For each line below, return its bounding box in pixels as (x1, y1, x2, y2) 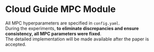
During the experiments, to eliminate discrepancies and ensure (5, 25, 139, 31)
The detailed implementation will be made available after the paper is (5, 36, 149, 42)
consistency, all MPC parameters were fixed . (5, 30, 101, 36)
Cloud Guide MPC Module (5, 3, 116, 15)
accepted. (5, 41, 26, 47)
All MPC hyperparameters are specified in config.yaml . (5, 20, 120, 26)
